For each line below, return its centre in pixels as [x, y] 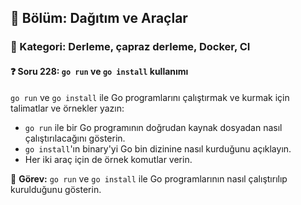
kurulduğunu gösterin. [56, 189]
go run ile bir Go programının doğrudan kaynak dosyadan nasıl [153, 127]
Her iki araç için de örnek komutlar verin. [108, 159]
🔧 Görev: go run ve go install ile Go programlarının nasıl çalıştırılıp [149, 178]
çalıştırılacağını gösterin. [75, 138]
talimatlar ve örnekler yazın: [67, 108]
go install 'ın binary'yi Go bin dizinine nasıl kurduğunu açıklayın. [158, 148]
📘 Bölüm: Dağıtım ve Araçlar [99, 18]
